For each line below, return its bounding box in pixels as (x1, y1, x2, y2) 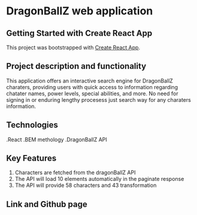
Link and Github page (6, 199, 88, 209)
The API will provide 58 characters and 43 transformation (14, 181, 157, 189)
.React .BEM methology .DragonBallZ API (6, 136, 107, 143)
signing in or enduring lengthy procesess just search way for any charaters (6, 96, 192, 103)
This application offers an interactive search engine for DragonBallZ (6, 77, 174, 84)
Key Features (6, 153, 57, 163)
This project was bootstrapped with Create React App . (6, 44, 141, 51)
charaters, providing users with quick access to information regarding (6, 83, 178, 90)
